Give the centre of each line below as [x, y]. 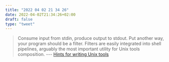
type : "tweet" [20, 24]
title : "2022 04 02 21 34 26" [37, 10]
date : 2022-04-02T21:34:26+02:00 [40, 15]
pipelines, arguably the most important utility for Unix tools [79, 49]
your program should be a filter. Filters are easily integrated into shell [89, 44]
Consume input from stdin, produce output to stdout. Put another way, [91, 38]
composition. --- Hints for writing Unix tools [63, 54]
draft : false [19, 19]
